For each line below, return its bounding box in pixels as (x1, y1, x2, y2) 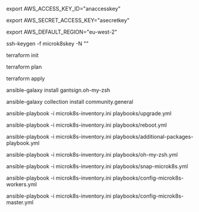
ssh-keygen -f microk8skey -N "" (6, 40, 89, 47)
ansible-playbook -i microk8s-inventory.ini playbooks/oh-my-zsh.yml (6, 151, 179, 158)
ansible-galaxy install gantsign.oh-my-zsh (6, 86, 111, 94)
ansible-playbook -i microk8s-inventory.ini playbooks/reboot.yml (6, 121, 167, 129)
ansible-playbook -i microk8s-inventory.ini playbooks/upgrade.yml (6, 110, 172, 117)
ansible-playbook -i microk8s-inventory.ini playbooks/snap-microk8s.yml (6, 163, 188, 170)
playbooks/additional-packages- (112, 133, 194, 140)
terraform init (6, 52, 39, 59)
